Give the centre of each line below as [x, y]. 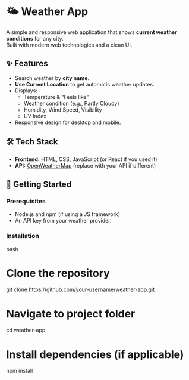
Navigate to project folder [71, 313]
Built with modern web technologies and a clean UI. [69, 45]
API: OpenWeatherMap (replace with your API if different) [85, 165]
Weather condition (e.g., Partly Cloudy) [72, 103]
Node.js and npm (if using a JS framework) [67, 214]
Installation [23, 236]
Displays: [26, 91]
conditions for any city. [35, 38]
